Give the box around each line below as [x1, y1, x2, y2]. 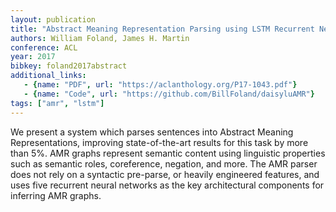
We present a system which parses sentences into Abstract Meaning [10, 126, 294, 138]
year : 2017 [10, 52, 56, 62]
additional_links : [10, 71, 87, 81]
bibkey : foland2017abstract [10, 61, 128, 71]
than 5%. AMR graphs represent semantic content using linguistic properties [10, 147, 326, 159]
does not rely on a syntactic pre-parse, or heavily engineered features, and [10, 168, 320, 180]
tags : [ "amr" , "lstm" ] [10, 98, 105, 108]
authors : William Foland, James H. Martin [10, 33, 190, 43]
